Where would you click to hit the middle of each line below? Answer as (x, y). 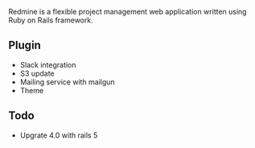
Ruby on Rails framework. (51, 20)
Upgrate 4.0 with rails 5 (59, 135)
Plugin (25, 45)
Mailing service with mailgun (67, 82)
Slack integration (48, 64)
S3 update (37, 73)
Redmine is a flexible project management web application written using (127, 12)
